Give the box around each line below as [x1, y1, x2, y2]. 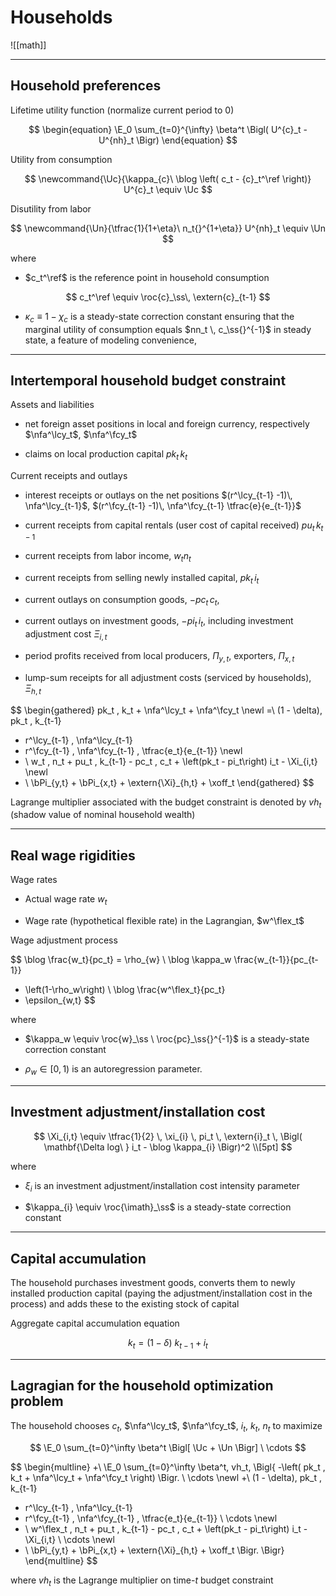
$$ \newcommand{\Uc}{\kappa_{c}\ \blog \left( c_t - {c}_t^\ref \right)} [24, 172, 312, 185]
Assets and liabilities [10, 399, 95, 411]
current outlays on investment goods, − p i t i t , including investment [24, 615, 294, 630]
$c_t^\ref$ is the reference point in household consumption [24, 271, 270, 283]
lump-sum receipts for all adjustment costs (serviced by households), [24, 671, 312, 683]
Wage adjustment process [10, 934, 118, 946]
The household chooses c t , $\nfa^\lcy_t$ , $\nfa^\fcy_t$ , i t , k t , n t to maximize [10, 1419, 323, 1434]
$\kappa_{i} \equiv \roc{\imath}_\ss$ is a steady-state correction [24, 1201, 292, 1213]
